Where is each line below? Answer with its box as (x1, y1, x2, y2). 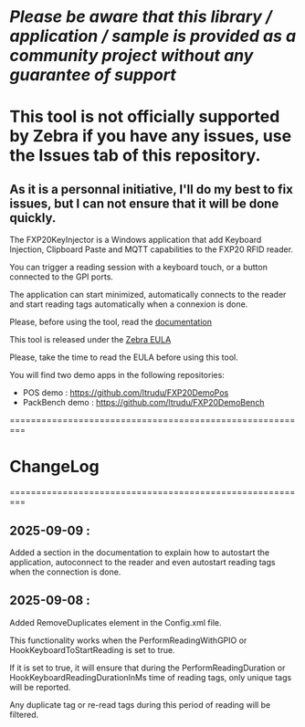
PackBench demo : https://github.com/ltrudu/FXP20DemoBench (22, 397, 265, 408)
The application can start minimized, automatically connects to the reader (9, 290, 287, 300)
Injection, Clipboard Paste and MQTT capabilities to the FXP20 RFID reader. (9, 244, 294, 255)
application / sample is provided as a (9, 26, 297, 47)
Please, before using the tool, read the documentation (9, 317, 213, 328)
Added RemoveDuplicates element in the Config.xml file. (9, 616, 222, 627)
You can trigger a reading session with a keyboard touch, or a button (9, 262, 268, 273)
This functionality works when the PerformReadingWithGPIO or (9, 635, 247, 646)
